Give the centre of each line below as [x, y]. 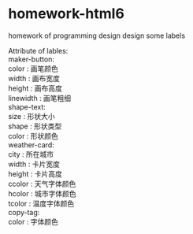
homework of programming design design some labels [97, 35]
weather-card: [32, 145]
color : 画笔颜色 [33, 69]
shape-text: [27, 106]
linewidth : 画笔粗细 [40, 98]
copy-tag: [24, 212]
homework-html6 [66, 14]
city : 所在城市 [31, 154]
